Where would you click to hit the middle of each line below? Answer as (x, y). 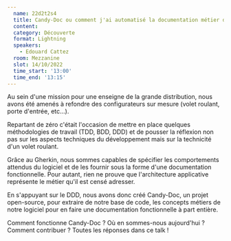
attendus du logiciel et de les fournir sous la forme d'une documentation (109, 167)
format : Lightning (40, 39)
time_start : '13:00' (43, 71)
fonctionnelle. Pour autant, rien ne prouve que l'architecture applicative (108, 174)
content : (26, 26)
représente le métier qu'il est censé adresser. (71, 182)
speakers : (27, 45)
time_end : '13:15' (40, 77)
